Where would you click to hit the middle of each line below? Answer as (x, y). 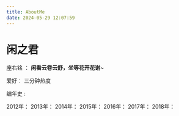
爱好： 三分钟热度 (28, 81)
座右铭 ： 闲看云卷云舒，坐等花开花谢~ (55, 68)
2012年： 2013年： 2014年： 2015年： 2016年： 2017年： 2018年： (91, 107)
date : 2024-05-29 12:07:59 (41, 18)
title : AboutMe (26, 12)
